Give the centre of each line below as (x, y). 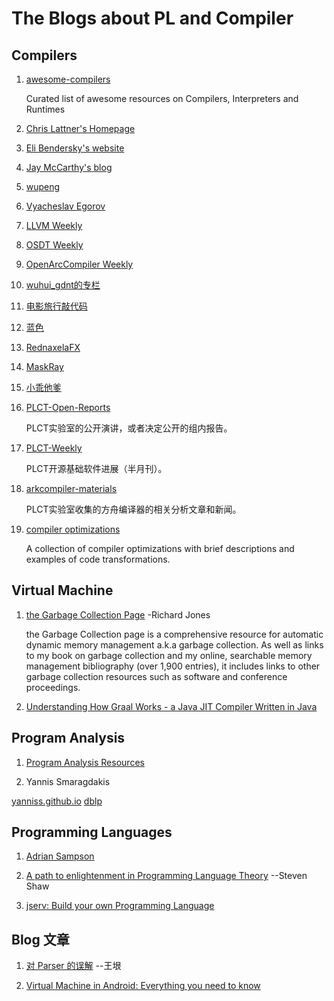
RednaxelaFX (53, 347)
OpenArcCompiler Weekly (79, 264)
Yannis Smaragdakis (68, 781)
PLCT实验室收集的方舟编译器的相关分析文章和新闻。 (133, 509)
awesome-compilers (68, 79)
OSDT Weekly (54, 245)
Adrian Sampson (60, 856)
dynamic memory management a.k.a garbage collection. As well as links (174, 644)
